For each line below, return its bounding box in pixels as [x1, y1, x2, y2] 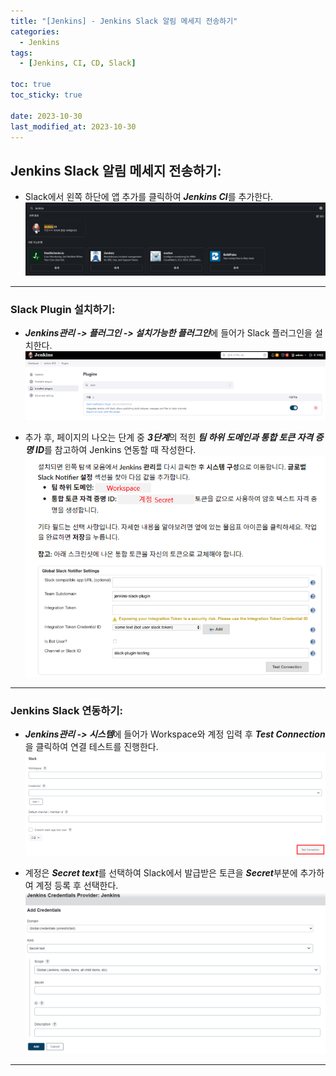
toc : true [10, 80, 52, 90]
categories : [10, 26, 60, 37]
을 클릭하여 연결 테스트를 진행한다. [24, 740, 159, 752]
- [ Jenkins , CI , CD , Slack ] [19, 58, 137, 69]
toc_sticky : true [10, 90, 83, 100]
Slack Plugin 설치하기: [10, 302, 116, 316]
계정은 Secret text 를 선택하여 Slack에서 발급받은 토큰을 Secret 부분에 [24, 867, 298, 879]
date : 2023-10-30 [10, 111, 83, 121]
